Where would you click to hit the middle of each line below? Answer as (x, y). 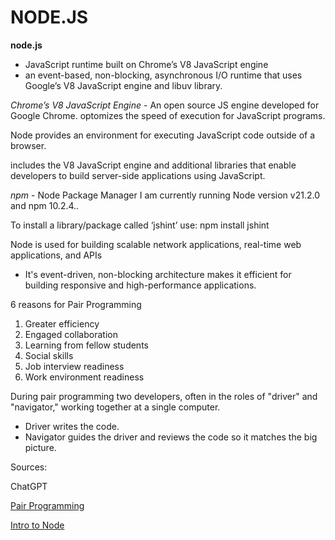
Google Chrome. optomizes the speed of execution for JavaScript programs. (168, 115)
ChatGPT (29, 486)
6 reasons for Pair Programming (76, 304)
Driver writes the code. (72, 426)
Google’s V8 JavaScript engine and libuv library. (123, 85)
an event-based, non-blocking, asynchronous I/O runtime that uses (163, 75)
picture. (40, 447)
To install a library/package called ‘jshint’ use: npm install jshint (140, 225)
